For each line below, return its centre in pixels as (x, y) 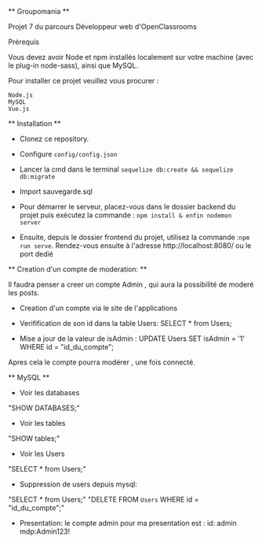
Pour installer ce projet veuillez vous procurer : (84, 81)
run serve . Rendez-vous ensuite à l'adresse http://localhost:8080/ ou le (135, 246)
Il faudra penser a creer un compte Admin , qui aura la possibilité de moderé (131, 284)
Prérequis (24, 42)
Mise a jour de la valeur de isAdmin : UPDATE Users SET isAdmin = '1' (132, 339)
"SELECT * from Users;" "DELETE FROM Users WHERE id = (104, 500)
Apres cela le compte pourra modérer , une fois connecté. (102, 362)
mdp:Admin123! (45, 531)
